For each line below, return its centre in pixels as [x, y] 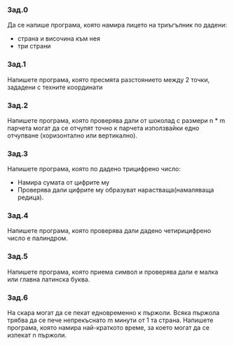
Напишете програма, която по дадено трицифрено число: [94, 169]
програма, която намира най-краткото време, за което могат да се [109, 328]
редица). [30, 197]
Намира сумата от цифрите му [63, 182]
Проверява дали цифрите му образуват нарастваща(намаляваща [116, 190]
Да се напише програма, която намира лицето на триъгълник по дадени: [117, 25]
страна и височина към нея [58, 39]
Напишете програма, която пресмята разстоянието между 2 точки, [109, 79]
